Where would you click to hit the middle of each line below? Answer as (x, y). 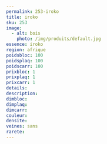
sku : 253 (17, 22)
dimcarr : (17, 110)
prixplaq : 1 (21, 77)
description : (22, 93)
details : (17, 88)
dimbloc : (17, 99)
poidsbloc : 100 (25, 55)
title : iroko (22, 17)
